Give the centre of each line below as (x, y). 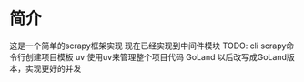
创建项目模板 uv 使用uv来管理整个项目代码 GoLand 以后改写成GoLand (156, 56)
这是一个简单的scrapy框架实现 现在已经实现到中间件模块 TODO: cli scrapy (148, 46)
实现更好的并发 (53, 68)
